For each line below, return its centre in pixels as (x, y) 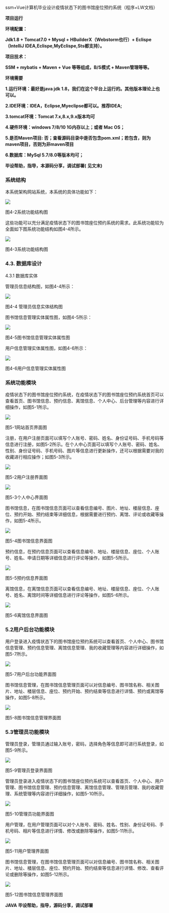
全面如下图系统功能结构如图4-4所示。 (45, 229)
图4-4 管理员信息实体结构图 (34, 306)
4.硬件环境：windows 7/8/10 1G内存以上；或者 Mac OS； (65, 127)
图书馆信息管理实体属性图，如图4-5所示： (49, 317)
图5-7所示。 (18, 654)
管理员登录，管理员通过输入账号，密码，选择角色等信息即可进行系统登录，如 (84, 744)
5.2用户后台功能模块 (30, 630)
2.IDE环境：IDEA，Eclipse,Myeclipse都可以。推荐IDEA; (64, 106)
